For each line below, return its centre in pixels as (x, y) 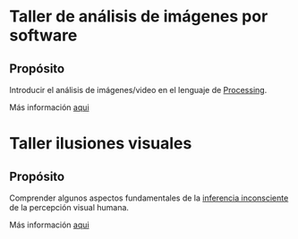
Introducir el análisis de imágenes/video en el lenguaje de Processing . (138, 90)
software (43, 35)
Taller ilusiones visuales (101, 144)
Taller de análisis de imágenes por (139, 17)
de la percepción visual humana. (69, 207)
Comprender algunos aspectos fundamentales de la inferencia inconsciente (149, 198)
